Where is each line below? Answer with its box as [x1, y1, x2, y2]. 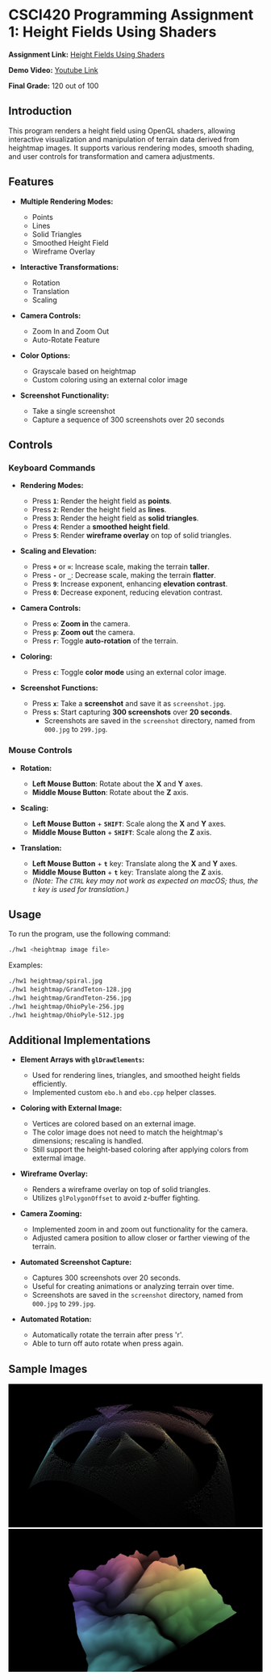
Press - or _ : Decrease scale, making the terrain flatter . [31, 571, 216, 580]
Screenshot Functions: [19, 683, 98, 693]
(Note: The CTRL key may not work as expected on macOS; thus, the [31, 875, 259, 886]
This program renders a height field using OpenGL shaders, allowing [8, 125, 236, 135]
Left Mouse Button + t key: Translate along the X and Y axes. [31, 858, 238, 868]
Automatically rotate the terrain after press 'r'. [31, 1330, 184, 1340]
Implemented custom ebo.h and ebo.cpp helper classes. [31, 1088, 217, 1097]
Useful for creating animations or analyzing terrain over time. [31, 1282, 235, 1291]
